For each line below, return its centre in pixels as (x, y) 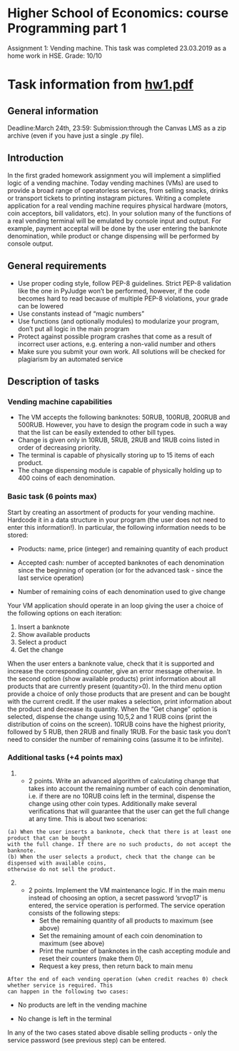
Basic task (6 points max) (52, 496)
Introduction (36, 158)
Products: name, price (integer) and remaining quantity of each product (123, 548)
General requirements (57, 266)
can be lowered (41, 306)
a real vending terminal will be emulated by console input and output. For (115, 221)
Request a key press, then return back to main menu (116, 966)
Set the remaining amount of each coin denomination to (121, 935)
